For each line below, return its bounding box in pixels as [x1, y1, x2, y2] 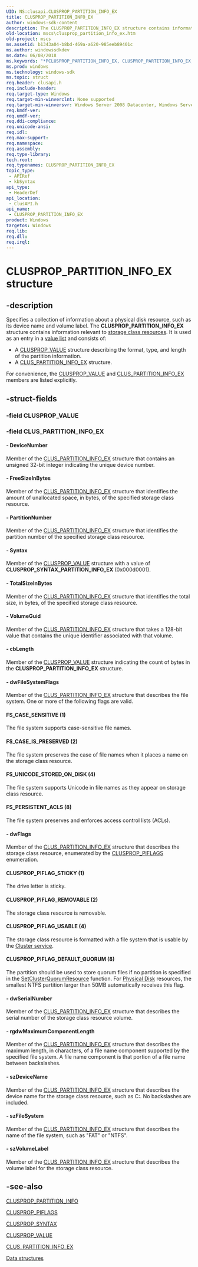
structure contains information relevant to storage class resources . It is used [6, 329, 192, 336]
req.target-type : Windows [6, 91, 70, 97]
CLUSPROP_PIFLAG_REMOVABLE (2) [6, 896, 98, 903]
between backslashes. [6, 1060, 61, 1067]
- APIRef [8, 173, 31, 179]
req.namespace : [6, 140, 44, 146]
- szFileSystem [6, 1112, 44, 1119]
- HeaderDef [8, 189, 38, 195]
